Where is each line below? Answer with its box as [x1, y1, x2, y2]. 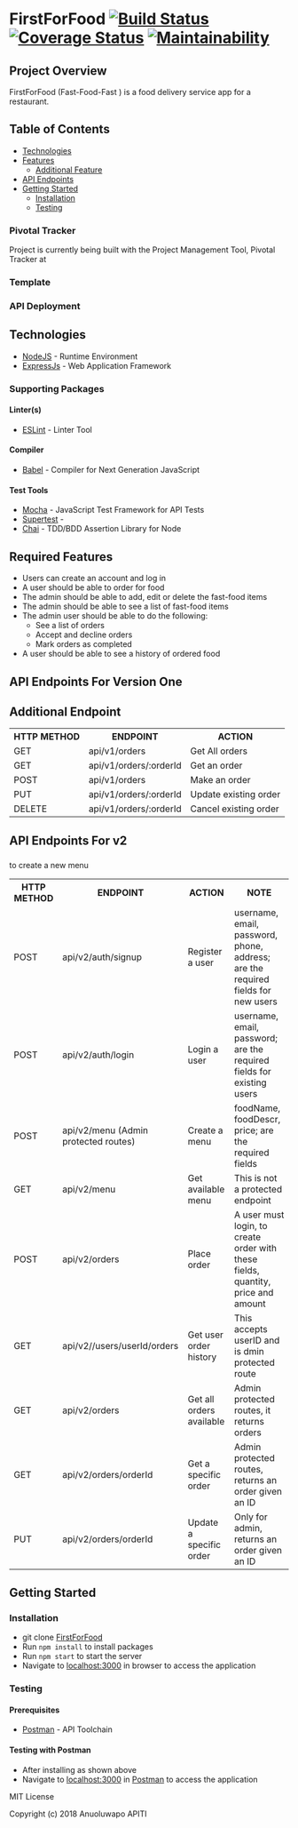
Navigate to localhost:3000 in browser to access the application [21, 1660, 256, 1671]
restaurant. [9, 96, 50, 107]
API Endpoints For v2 [9, 833, 128, 848]
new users [233, 995, 278, 1008]
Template [9, 276, 51, 289]
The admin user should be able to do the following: [21, 611, 208, 621]
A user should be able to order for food [21, 582, 165, 593]
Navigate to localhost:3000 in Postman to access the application [21, 1774, 259, 1784]
